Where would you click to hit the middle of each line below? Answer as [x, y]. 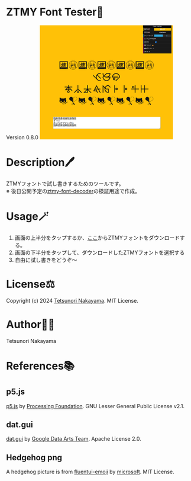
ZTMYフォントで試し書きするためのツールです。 [65, 184]
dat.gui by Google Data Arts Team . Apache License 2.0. [74, 439]
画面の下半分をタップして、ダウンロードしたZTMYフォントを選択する [100, 252]
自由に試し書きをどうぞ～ [46, 259]
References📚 [41, 366]
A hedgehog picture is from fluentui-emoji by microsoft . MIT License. [90, 472]
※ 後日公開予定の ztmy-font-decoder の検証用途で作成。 [73, 191]
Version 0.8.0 [22, 137]
